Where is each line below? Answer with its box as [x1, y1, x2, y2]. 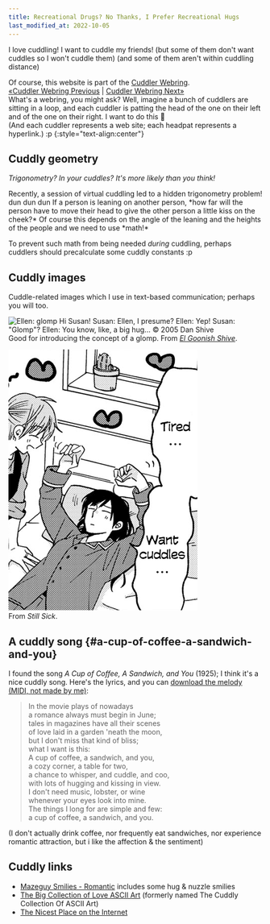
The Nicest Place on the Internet [19, 907, 128, 917]
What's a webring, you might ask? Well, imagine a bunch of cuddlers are [8, 94, 248, 104]
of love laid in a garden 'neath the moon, [27, 727, 163, 736]
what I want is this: [27, 744, 91, 753]
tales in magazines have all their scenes [27, 718, 161, 728]
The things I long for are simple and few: [27, 804, 163, 814]
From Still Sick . [8, 611, 58, 621]
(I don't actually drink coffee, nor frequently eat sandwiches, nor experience [8, 828, 262, 838]
